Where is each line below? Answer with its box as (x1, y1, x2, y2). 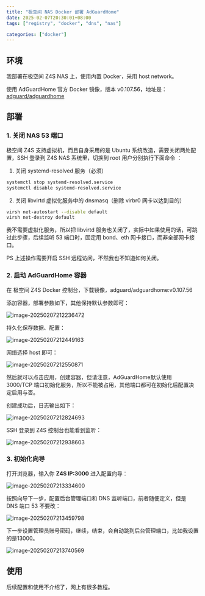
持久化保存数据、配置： (6, 324, 65, 331)
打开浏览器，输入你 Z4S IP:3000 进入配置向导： (6, 470, 128, 477)
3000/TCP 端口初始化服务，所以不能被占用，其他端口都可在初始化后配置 (6, 381, 189, 388)
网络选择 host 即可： (6, 349, 58, 356)
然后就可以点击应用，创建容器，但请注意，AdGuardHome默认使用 (6, 373, 172, 381)
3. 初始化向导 (6, 455, 45, 463)
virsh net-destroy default (6, 215, 75, 221)
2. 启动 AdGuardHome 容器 (6, 271, 87, 280)
